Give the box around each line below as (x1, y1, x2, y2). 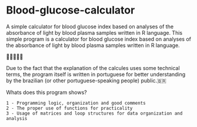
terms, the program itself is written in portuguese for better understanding (6, 71, 186, 78)
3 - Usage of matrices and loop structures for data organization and (6, 110, 183, 116)
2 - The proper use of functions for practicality (6, 105, 133, 111)
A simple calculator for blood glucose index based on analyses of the (6, 23, 174, 30)
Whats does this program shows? (6, 89, 87, 96)
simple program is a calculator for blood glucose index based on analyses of (6, 35, 191, 42)
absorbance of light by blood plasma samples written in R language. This (6, 29, 183, 36)
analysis (6, 115, 28, 121)
